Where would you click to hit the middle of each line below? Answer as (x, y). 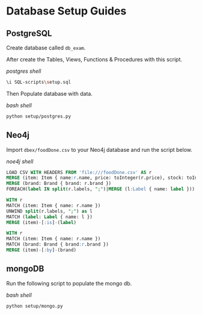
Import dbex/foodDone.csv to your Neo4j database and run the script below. (99, 149)
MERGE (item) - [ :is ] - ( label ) (41, 222)
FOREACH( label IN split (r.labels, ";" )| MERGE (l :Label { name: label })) (101, 189)
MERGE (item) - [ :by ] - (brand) (41, 250)
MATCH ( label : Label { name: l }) (50, 217)
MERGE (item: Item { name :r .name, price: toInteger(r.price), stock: (95, 178)
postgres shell (24, 71)
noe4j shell (20, 161)
